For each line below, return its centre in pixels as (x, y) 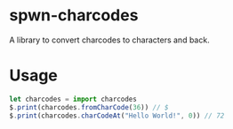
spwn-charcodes (74, 15)
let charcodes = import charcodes (73, 99)
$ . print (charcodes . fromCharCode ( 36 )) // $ (89, 107)
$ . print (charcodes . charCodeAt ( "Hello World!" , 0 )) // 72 (117, 116)
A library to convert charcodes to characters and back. (110, 40)
